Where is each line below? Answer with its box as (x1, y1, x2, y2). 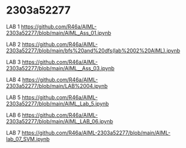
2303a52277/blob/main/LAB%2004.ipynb (6, 82, 108, 89)
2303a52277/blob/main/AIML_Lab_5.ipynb (6, 100, 109, 107)
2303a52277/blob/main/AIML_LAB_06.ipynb (6, 117, 114, 124)
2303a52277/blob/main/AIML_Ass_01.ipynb (6, 29, 112, 36)
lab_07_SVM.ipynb (6, 135, 50, 142)
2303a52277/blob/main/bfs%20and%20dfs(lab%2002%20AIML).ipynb (6, 47, 181, 54)
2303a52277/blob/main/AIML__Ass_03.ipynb (6, 64, 115, 71)
